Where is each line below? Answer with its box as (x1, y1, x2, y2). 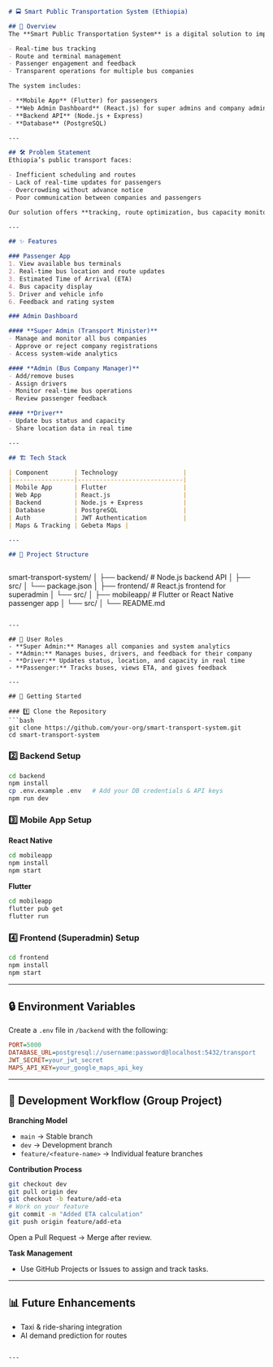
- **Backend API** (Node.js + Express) (8, 111, 144, 120)
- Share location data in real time (8, 424, 132, 433)
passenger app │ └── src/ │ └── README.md (8, 599, 165, 608)
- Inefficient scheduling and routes (8, 171, 136, 179)
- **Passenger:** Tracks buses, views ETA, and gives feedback (8, 664, 227, 673)
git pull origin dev (8, 1187, 79, 1195)
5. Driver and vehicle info (8, 290, 104, 298)
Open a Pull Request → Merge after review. (8, 1232, 153, 1242)
